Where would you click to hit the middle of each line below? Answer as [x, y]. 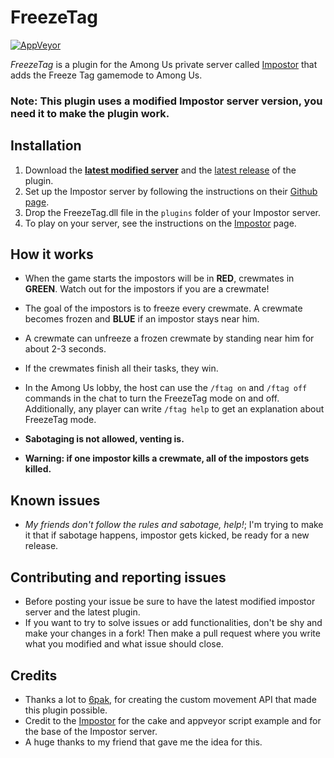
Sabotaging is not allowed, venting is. [104, 439]
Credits [34, 675]
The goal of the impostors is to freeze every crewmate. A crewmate [163, 308]
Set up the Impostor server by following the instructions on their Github [171, 191]
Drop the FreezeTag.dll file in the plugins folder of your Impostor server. [173, 212]
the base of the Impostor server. [91, 731]
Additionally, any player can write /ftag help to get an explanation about [174, 409]
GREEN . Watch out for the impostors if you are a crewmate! [147, 289]
